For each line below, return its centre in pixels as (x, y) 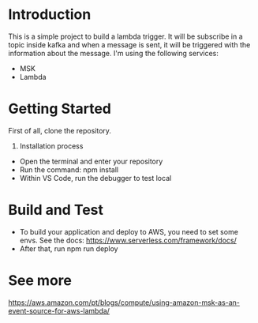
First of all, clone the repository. (60, 130)
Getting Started (60, 109)
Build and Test (56, 210)
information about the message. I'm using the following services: (113, 53)
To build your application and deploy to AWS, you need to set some (129, 231)
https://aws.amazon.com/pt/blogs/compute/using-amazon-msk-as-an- (124, 302)
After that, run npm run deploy (69, 248)
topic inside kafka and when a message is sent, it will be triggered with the (129, 44)
